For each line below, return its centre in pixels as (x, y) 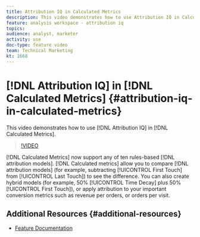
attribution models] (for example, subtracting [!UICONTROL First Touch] (94, 170)
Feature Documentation (44, 228)
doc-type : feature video (37, 45)
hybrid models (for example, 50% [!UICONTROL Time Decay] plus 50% (94, 182)
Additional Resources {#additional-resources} (94, 213)
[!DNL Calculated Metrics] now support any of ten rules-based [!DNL (90, 157)
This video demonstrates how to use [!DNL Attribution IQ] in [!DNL (87, 127)
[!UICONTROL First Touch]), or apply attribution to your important (86, 189)
